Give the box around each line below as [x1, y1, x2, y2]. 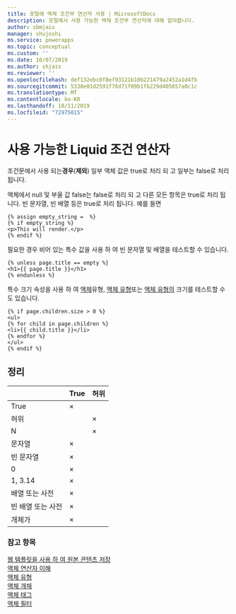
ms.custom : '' [7, 50, 49, 57]
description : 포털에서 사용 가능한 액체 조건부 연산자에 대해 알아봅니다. [7, 17, 195, 24]
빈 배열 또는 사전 [11, 502, 62, 511]
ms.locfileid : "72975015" [7, 109, 83, 116]
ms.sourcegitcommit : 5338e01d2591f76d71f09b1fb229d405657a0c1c [7, 83, 198, 90]
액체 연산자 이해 [7, 564, 52, 572]
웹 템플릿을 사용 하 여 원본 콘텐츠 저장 [7, 555, 111, 563]
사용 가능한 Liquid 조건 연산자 [7, 141, 170, 158]
